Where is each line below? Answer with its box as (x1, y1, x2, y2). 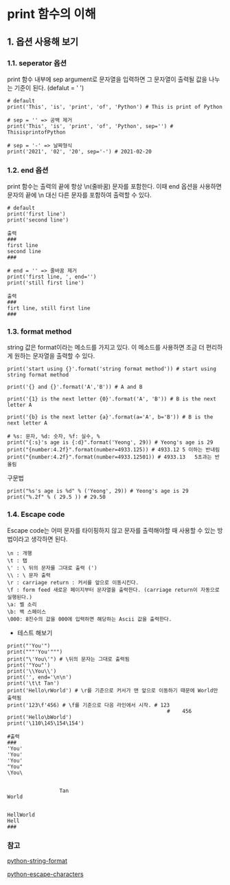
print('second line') (7, 217, 69, 224)
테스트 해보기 (16, 628, 53, 637)
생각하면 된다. (30, 535, 68, 543)
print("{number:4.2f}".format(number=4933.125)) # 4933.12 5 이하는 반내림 (7, 447, 220, 454)
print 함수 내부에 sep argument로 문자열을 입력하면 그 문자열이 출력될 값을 (7, 75, 207, 83)
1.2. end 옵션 (7, 165, 49, 175)
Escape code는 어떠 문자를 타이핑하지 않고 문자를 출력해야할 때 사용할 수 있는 (7, 526, 216, 534)
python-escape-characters (7, 870, 84, 878)
